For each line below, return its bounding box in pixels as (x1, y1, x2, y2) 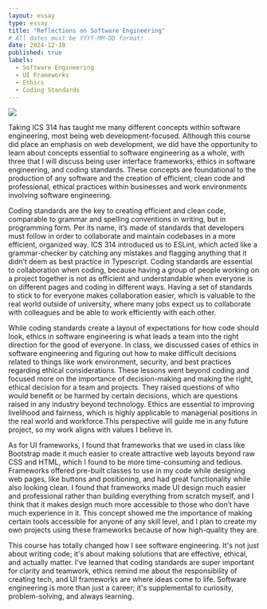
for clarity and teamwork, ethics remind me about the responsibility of (8, 566, 238, 575)
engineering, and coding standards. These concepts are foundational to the (8, 165, 257, 175)
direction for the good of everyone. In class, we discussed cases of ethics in (8, 340, 259, 350)
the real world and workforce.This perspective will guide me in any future (8, 417, 249, 426)
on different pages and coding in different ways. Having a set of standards (8, 283, 253, 292)
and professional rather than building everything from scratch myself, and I (8, 492, 254, 501)
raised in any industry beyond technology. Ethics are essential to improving (8, 400, 255, 409)
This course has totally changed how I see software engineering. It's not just (8, 540, 260, 551)
